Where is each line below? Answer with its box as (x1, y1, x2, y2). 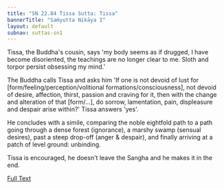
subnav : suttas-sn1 (7, 29, 63, 36)
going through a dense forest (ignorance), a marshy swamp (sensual (7, 126, 201, 134)
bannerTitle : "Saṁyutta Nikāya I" (7, 16, 107, 23)
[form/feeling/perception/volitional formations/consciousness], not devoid (7, 83, 216, 91)
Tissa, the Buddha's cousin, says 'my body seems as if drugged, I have (7, 48, 209, 56)
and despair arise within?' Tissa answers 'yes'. (7, 105, 139, 113)
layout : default (7, 23, 54, 30)
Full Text (7, 175, 32, 183)
